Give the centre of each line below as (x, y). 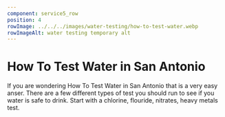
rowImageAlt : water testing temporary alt (69, 33)
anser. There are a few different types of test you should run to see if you (111, 93)
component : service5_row (43, 13)
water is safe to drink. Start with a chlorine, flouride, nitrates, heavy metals (112, 100)
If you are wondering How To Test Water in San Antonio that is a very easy (112, 86)
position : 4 (24, 20)
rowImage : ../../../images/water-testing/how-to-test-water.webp (103, 26)
